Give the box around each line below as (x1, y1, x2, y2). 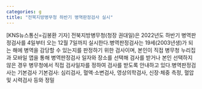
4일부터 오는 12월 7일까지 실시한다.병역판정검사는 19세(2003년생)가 (27, 39, 187, 46)
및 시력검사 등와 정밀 (6, 76, 55, 84)
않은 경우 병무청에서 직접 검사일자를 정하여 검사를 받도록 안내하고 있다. (6, 61, 172, 69)
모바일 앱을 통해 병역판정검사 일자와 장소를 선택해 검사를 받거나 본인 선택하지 (12, 54, 193, 61)
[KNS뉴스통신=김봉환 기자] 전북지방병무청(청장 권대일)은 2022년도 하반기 (6, 31, 180, 39)
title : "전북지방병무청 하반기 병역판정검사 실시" (6, 14, 113, 20)
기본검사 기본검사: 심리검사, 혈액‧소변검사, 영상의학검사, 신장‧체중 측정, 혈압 (17, 69, 194, 76)
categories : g (6, 8, 42, 15)
